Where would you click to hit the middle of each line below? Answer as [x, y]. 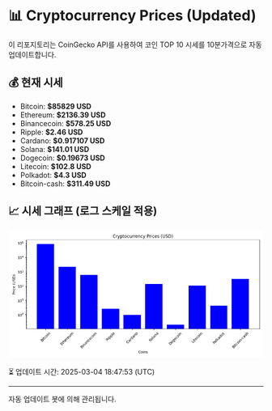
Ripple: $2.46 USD [51, 132]
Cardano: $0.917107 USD [62, 140]
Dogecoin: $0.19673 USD [62, 158]
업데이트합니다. [32, 54]
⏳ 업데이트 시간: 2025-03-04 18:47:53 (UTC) [82, 371]
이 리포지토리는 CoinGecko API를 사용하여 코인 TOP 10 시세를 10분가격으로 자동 [135, 44]
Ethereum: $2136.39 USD [63, 115]
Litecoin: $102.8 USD [55, 166]
